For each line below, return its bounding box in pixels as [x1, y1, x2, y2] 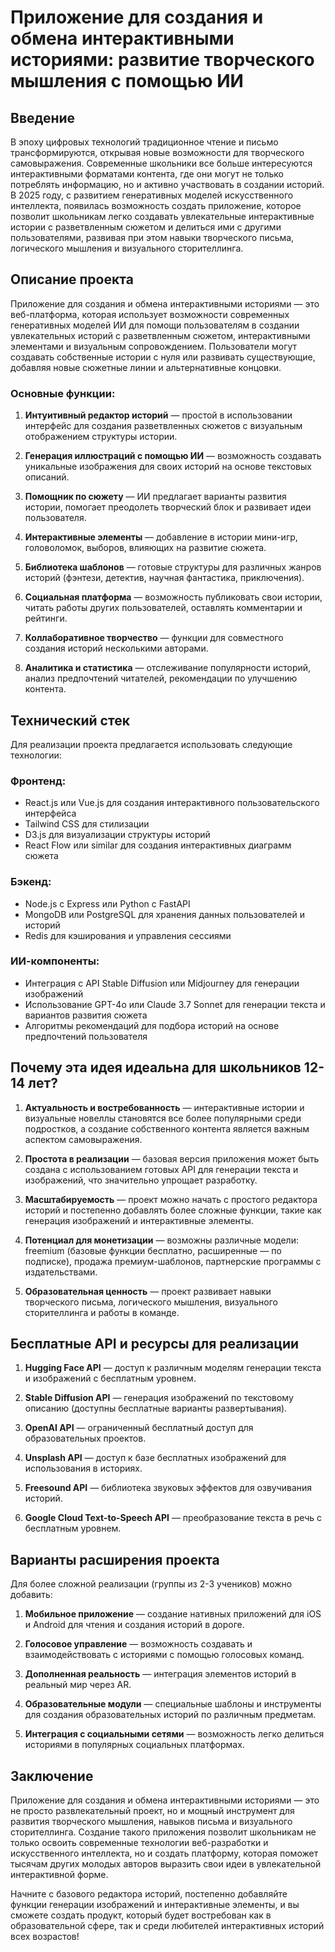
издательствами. [24, 1266, 98, 1278]
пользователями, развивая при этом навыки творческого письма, [10, 232, 295, 243]
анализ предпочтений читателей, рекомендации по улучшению [24, 672, 298, 685]
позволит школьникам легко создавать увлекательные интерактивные [10, 211, 315, 222]
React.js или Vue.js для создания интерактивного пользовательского [24, 797, 320, 809]
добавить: [10, 1589, 53, 1601]
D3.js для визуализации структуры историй [24, 829, 211, 841]
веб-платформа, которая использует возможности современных [10, 308, 290, 320]
